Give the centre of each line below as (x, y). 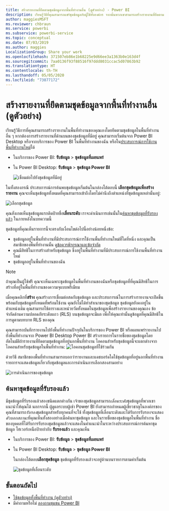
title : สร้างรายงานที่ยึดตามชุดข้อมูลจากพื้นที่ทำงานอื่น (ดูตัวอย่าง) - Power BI (68, 10)
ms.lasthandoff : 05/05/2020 (35, 75)
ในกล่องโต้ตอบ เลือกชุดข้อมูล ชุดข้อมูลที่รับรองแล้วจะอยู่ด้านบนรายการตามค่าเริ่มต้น (79, 459)
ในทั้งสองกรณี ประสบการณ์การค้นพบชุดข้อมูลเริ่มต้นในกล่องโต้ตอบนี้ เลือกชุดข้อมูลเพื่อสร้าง (80, 187)
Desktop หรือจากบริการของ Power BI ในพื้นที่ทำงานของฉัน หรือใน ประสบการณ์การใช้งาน (81, 141)
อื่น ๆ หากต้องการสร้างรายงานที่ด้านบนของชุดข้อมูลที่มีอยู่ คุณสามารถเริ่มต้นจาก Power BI (79, 136)
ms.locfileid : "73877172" (33, 80)
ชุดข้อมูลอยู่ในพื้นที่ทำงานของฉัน (39, 262)
